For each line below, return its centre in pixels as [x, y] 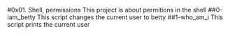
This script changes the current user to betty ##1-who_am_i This [130, 17]
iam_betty [22, 17]
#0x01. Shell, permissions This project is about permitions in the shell [107, 10]
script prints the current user [49, 24]
